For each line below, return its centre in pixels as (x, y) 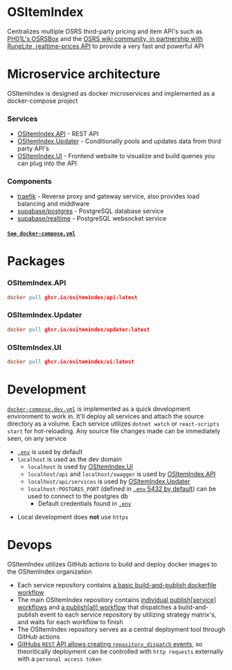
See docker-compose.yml (42, 234)
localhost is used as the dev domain (70, 459)
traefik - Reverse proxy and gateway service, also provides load (108, 196)
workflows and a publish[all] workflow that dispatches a (97, 607)
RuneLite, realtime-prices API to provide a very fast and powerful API (106, 46)
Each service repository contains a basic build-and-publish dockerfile (117, 585)
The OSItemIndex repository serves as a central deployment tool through (121, 629)
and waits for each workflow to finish (70, 621)
